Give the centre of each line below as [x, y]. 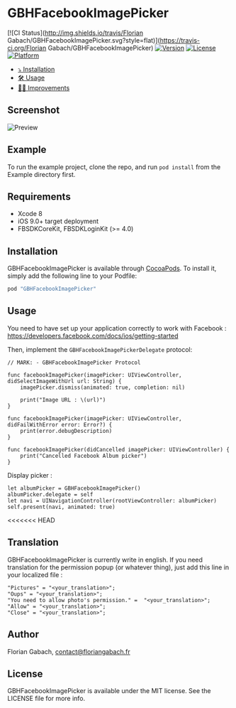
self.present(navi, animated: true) [61, 507]
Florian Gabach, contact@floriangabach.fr [69, 651]
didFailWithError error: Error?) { [60, 424]
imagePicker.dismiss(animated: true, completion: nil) [103, 387]
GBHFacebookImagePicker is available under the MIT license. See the [109, 691]
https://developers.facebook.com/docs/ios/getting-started [93, 336]
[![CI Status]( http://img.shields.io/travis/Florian [75, 33]
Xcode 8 [30, 214]
